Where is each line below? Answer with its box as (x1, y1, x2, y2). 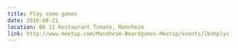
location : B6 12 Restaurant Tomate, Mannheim (7, 23, 144, 30)
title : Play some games (7, 10, 78, 18)
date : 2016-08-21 (7, 17, 59, 24)
